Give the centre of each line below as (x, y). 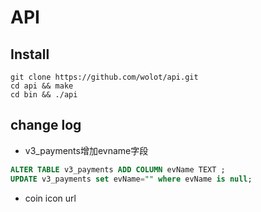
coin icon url (50, 198)
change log (46, 125)
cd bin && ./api (44, 95)
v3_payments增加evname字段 (86, 150)
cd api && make (42, 86)
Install (30, 54)
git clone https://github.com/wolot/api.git (104, 77)
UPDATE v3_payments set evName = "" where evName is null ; (131, 179)
